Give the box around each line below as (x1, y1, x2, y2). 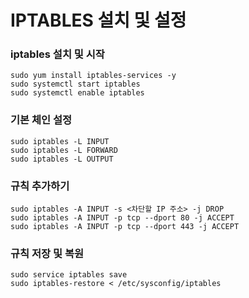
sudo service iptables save (10, 270, 128, 280)
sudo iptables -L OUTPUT (10, 154, 114, 164)
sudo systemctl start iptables (10, 79, 141, 90)
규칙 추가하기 (10, 179, 70, 193)
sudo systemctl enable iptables (10, 88, 145, 98)
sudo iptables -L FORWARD (10, 145, 118, 155)
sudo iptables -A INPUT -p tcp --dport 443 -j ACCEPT (10, 222, 240, 232)
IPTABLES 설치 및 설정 (10, 9, 187, 32)
